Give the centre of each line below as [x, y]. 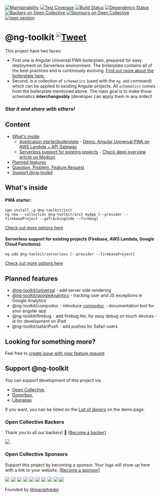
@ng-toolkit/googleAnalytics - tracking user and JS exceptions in [77, 296]
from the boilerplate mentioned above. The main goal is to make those [82, 91]
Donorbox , [22, 395]
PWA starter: [18, 200]
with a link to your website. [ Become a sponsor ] [52, 470]
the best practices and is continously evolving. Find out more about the [83, 70]
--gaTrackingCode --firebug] [69, 219]
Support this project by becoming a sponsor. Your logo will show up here [77, 465]
